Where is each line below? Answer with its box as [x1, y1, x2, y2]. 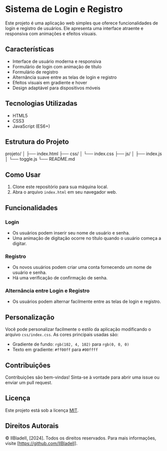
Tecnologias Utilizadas [5, 99, 78, 108]
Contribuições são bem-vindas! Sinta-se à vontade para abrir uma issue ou [5, 374, 160, 380]
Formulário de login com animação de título [12, 63, 102, 69]
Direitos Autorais [5, 422, 59, 430]
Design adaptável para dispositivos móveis [12, 85, 101, 91]
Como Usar [5, 171, 41, 179]
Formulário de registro [12, 69, 58, 75]
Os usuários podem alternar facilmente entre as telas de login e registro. [12, 298, 161, 305]
